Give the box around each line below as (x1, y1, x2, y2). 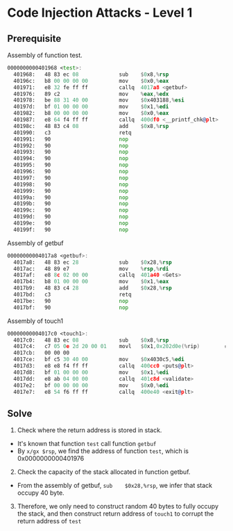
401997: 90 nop (13, 174, 129, 182)
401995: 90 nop (13, 161, 129, 168)
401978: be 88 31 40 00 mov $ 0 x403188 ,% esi (13, 97, 185, 104)
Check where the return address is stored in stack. (17, 426, 162, 434)
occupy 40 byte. (17, 489, 64, 497)
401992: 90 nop (13, 142, 129, 149)
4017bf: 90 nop (13, 304, 129, 311)
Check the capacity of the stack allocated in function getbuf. (17, 468, 191, 476)
